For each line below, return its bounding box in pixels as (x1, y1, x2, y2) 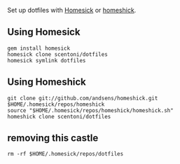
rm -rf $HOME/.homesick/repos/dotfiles (7, 151, 124, 158)
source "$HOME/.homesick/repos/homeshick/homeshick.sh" (7, 107, 174, 114)
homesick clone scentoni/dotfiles (7, 50, 109, 58)
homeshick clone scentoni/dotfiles (7, 113, 111, 120)
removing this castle (7, 132, 99, 144)
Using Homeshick (7, 76, 86, 88)
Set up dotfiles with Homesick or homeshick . (7, 6, 137, 14)
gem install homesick (7, 45, 71, 52)
